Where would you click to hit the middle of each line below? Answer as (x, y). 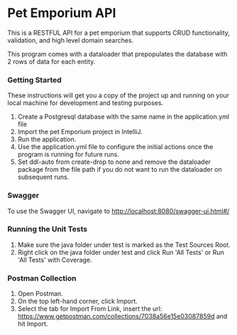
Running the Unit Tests (48, 229)
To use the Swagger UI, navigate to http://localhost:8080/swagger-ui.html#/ (118, 211)
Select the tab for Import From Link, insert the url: (90, 309)
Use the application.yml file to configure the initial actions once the (115, 147)
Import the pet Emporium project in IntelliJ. (80, 132)
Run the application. (47, 139)
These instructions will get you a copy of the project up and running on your (118, 95)
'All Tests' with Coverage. (55, 260)
